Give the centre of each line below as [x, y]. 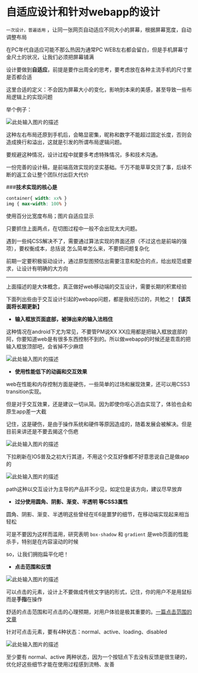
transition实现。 [25, 391]
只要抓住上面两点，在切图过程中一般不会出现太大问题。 [73, 228]
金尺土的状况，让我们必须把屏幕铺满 [50, 57]
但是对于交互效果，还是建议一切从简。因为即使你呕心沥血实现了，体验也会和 [99, 404]
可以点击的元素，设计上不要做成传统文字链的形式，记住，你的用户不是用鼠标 [99, 591]
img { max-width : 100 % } [37, 204]
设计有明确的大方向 [45, 268]
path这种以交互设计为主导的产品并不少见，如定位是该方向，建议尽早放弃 [94, 489]
